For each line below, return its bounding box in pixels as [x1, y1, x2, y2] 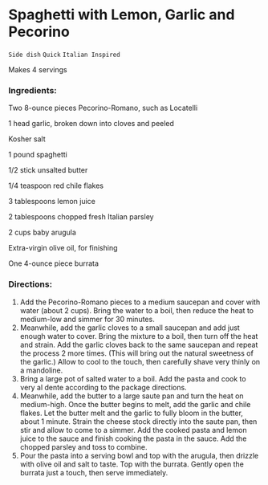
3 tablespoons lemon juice [8, 197, 96, 206]
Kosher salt [8, 134, 46, 144]
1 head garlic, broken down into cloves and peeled [8, 119, 175, 128]
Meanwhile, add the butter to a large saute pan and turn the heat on [19, 391, 244, 401]
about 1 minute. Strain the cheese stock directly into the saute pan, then [19, 416, 258, 426]
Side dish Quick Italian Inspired [8, 51, 120, 59]
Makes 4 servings [8, 64, 67, 74]
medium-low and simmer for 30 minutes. [19, 314, 155, 324]
